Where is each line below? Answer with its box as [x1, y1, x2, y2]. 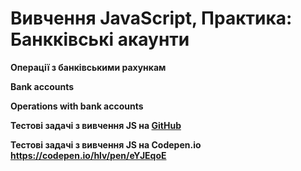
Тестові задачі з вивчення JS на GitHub [10, 119, 182, 131]
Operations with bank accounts [10, 100, 144, 112]
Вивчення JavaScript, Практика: [10, 7, 293, 30]
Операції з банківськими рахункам [10, 61, 167, 73]
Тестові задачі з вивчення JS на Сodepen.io [10, 138, 202, 151]
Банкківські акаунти [10, 28, 190, 51]
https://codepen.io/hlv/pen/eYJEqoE [10, 149, 167, 161]
